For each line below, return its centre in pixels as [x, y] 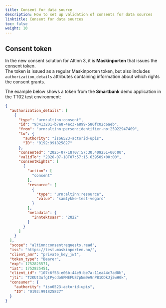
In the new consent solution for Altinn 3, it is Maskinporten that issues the [81, 60]
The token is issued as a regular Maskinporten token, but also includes [78, 71]
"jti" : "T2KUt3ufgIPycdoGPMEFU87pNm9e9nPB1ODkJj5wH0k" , [69, 278]
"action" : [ [40, 171]
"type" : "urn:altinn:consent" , [51, 120]
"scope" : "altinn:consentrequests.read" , [53, 245]
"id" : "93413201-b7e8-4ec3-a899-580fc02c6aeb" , [69, 125]
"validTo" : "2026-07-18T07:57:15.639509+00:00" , [70, 157]
